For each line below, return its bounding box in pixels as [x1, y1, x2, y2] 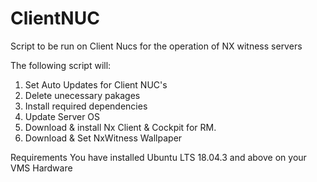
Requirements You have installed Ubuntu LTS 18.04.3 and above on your [10, 151, 307, 163]
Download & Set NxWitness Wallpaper [24, 132, 183, 144]
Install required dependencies [24, 100, 148, 112]
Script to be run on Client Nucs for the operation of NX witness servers [10, 40, 303, 52]
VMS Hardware [10, 162, 73, 174]
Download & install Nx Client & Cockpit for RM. [24, 121, 217, 133]
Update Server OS [24, 110, 101, 122]
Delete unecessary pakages [24, 89, 141, 101]
